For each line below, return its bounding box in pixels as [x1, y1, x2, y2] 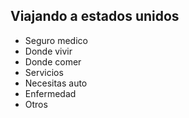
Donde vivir [24, 45, 73, 57]
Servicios [24, 66, 64, 78]
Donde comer [24, 55, 82, 68]
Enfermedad [24, 87, 77, 99]
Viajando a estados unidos [10, 8, 180, 25]
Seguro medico [24, 34, 88, 46]
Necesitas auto [24, 77, 88, 89]
